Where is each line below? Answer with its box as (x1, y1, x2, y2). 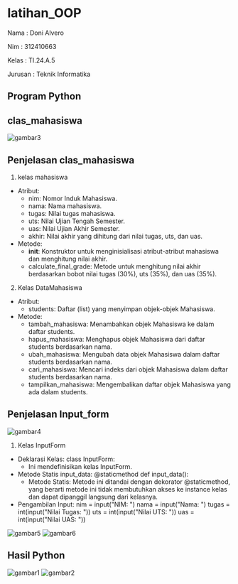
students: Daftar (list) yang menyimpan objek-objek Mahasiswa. (28, 304, 215, 313)
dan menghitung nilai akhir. (28, 254, 108, 263)
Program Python (7, 90, 82, 102)
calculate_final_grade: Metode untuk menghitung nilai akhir (28, 261, 201, 271)
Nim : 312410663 (7, 42, 57, 50)
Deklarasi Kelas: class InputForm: (17, 455, 115, 463)
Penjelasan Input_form (7, 409, 109, 421)
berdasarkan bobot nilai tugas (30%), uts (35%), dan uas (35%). (28, 269, 217, 278)
